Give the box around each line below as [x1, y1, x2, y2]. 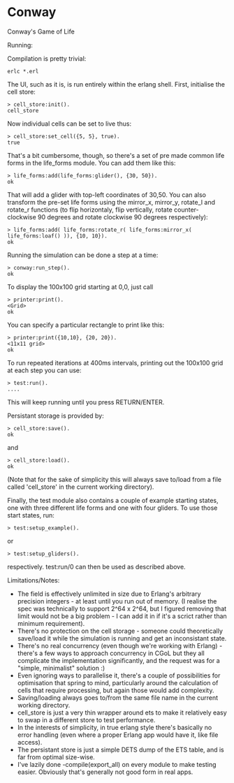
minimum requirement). [17, 619, 85, 627]
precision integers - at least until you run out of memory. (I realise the [17, 597, 217, 605]
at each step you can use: [7, 366, 82, 374]
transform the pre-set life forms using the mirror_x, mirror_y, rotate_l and [7, 198, 215, 206]
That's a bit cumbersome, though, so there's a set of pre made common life [7, 151, 225, 159]
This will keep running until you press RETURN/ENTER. [7, 397, 165, 406]
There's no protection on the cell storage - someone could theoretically [17, 627, 224, 635]
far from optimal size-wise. [17, 752, 96, 761]
